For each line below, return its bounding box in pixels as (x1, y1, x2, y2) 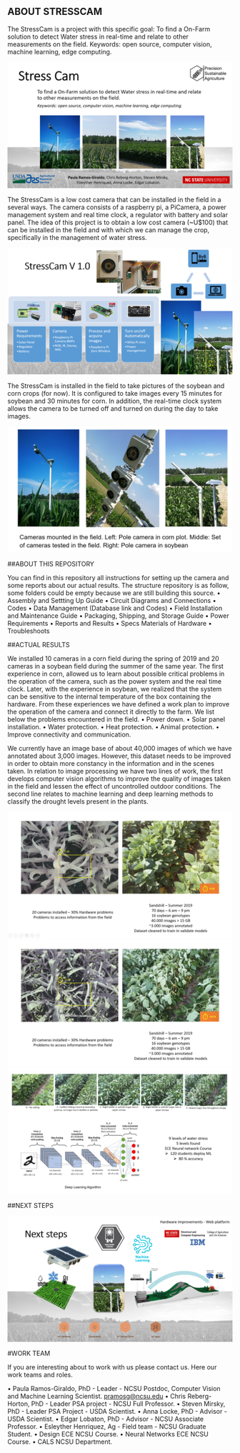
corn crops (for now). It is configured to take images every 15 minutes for (7, 389, 223, 397)
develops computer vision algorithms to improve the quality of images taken (7, 774, 231, 783)
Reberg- (187, 1392, 212, 1401)
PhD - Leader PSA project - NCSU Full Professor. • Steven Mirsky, (31, 1399, 226, 1408)
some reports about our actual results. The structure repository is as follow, (7, 581, 229, 590)
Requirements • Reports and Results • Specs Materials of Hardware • (7, 619, 212, 628)
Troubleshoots (7, 626, 50, 635)
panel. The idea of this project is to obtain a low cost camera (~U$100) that (7, 218, 229, 227)
